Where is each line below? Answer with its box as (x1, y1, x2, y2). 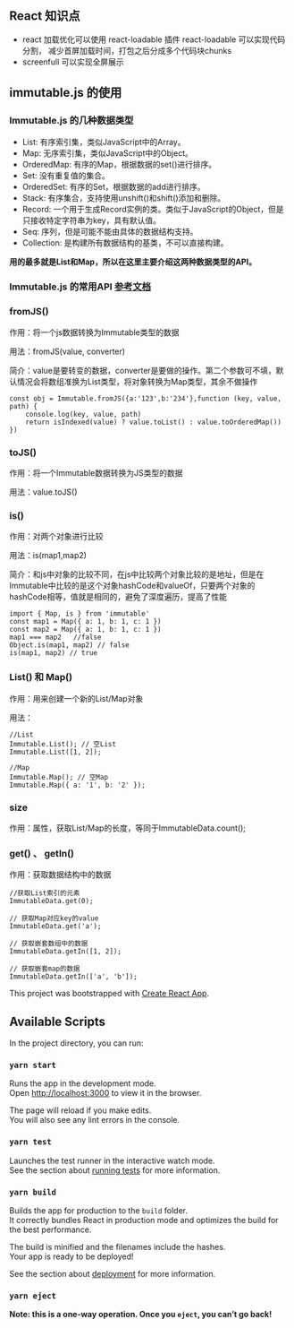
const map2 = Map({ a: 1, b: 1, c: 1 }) (9, 625, 163, 634)
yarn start (9, 1060, 56, 1070)
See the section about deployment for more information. (9, 1268, 216, 1279)
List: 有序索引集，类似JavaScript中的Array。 (21, 136, 186, 147)
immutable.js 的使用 (9, 85, 122, 100)
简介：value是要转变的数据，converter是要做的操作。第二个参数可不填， (9, 365, 277, 375)
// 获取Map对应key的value (9, 914, 99, 923)
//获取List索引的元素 (9, 889, 80, 898)
